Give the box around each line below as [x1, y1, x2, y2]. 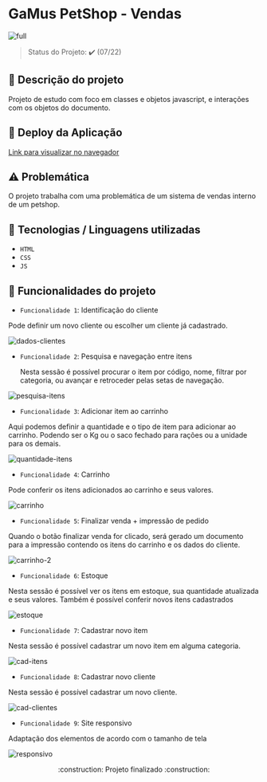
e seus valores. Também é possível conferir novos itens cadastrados [8, 595, 234, 604]
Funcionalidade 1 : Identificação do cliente [19, 305, 159, 315]
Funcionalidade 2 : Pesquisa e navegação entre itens [19, 352, 193, 361]
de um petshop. [8, 200, 60, 210]
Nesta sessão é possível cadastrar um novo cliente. [8, 687, 178, 697]
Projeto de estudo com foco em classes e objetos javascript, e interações [8, 94, 249, 104]
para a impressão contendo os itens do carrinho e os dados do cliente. [8, 540, 241, 549]
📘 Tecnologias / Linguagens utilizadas [8, 222, 201, 236]
